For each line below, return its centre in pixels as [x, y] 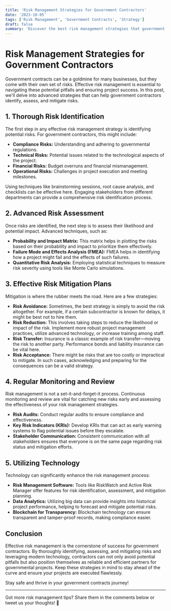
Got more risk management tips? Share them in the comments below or [80, 597]
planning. [22, 496]
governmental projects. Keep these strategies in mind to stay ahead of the [83, 567]
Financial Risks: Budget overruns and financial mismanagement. [80, 165]
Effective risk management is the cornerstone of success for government [82, 546]
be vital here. [26, 349]
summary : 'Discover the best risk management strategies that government [85, 29]
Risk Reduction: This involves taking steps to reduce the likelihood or [85, 322]
